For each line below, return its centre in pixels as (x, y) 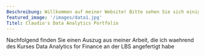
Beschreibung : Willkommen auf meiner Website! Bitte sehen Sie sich (95, 12)
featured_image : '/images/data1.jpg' (54, 17)
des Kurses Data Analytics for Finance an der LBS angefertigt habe (91, 46)
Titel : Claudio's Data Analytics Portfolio (63, 23)
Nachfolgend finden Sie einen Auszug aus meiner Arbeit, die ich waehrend (100, 40)
